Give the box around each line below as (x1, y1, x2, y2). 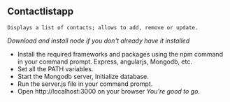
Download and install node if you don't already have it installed (7, 36, 190, 45)
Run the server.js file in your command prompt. (17, 80, 153, 88)
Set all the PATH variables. (17, 64, 94, 73)
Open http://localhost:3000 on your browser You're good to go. (17, 87, 201, 95)
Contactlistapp (7, 6, 74, 17)
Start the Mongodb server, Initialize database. (17, 72, 149, 80)
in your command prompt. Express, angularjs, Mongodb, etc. (17, 57, 192, 66)
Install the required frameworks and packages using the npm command (17, 50, 224, 58)
